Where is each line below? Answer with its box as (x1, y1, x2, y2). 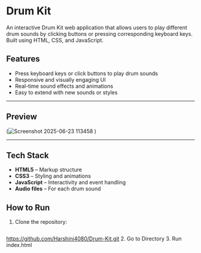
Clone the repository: (14, 218, 68, 226)
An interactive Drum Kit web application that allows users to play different (6, 24, 187, 31)
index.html (6, 242, 32, 249)
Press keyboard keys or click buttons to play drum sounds (14, 70, 159, 77)
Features (6, 54, 40, 64)
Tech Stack (6, 150, 49, 161)
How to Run (6, 202, 50, 212)
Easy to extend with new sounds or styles (14, 88, 118, 96)
